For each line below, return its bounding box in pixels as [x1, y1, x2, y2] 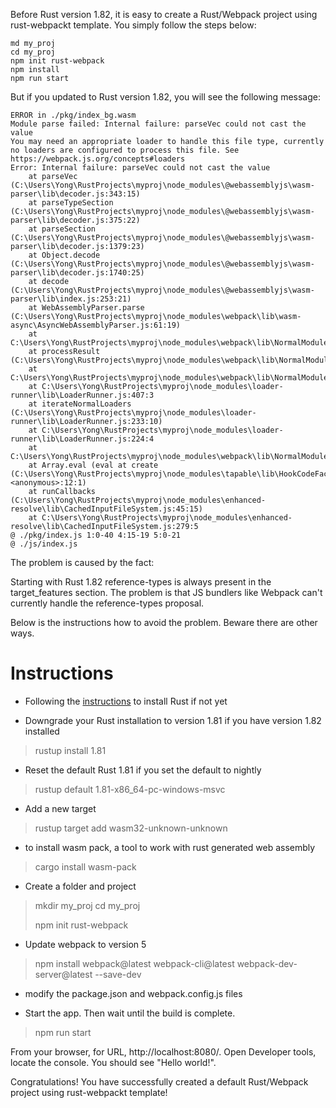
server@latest [34, 968, 93, 980]
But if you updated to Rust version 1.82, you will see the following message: [10, 91, 321, 103]
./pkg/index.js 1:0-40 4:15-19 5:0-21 [19, 530, 182, 540]
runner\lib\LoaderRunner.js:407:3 [10, 390, 155, 400]
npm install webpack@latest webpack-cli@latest [34, 957, 235, 969]
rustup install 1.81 [34, 744, 107, 756]
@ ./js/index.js [10, 539, 78, 549]
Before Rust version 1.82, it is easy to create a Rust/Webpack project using [10, 9, 318, 20]
